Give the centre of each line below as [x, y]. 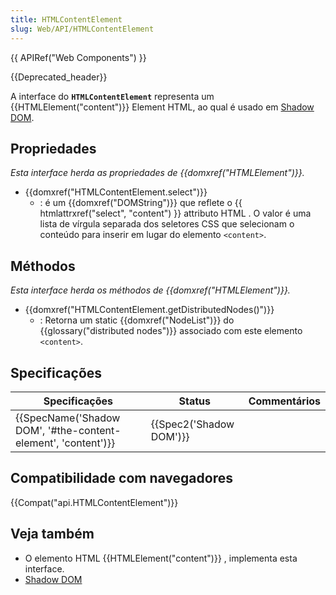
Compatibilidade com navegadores [121, 478]
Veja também [52, 534]
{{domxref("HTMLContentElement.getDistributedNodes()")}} [149, 310]
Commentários [284, 401]
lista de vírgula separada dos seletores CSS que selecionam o [167, 224]
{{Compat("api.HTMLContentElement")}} [94, 502]
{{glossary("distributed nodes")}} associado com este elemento [171, 331]
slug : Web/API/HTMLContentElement [82, 29]
